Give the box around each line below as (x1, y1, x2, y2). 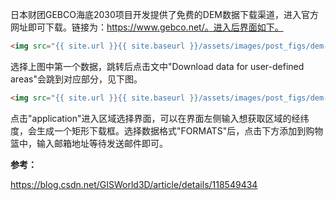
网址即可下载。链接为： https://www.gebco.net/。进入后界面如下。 (10, 21, 284, 33)
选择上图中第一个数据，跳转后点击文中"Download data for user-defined (10, 60, 305, 72)
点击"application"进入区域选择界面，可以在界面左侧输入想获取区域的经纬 (10, 112, 310, 124)
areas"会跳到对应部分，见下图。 (10, 73, 143, 85)
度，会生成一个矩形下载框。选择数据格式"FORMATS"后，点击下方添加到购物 (10, 124, 324, 137)
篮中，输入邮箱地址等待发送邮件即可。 (10, 137, 168, 149)
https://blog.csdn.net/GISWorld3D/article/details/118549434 (10, 178, 258, 190)
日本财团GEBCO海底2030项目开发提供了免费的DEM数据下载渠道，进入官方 (10, 9, 319, 20)
